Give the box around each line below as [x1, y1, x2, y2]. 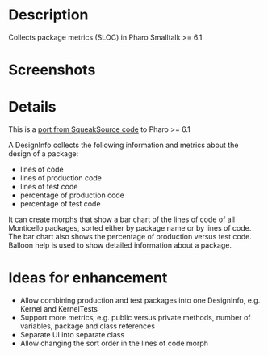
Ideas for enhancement [8, 269, 168, 287]
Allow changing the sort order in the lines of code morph [19, 338, 208, 348]
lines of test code [19, 182, 78, 192]
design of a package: [8, 149, 79, 159]
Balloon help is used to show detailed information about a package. [8, 240, 232, 250]
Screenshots [8, 61, 96, 79]
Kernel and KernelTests [19, 304, 98, 313]
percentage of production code [19, 190, 125, 200]
